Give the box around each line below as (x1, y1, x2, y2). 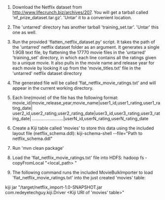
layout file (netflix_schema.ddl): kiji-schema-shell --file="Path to (12, 131, 143, 136)
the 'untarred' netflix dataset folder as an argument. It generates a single (12, 44, 160, 50)
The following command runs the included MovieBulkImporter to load (12, 169, 153, 175)
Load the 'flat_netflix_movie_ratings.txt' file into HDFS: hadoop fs (12, 155, 144, 161)
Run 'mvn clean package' (12, 145, 64, 151)
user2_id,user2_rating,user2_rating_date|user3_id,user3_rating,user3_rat (12, 110, 160, 116)
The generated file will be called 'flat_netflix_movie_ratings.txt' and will (12, 80, 156, 86)
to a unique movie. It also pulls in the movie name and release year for (12, 60, 155, 66)
